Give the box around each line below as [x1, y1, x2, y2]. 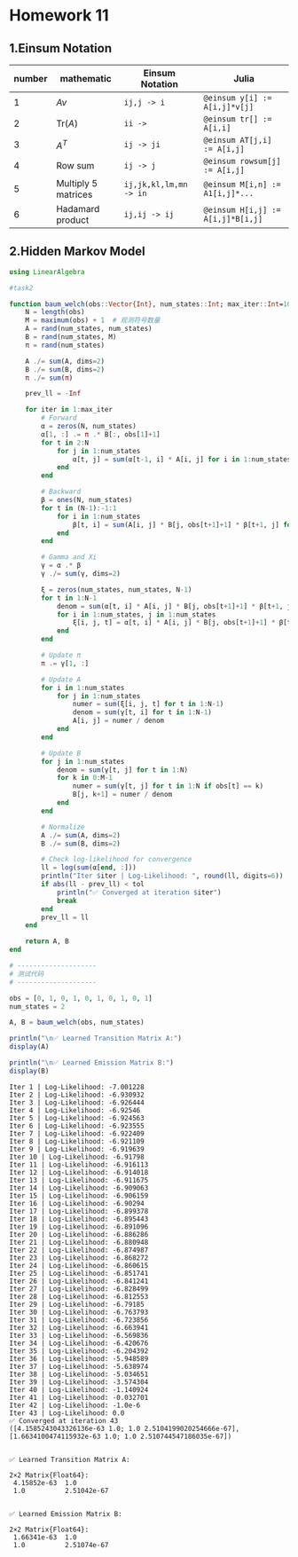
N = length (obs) [25, 308, 86, 317]
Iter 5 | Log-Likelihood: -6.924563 [9, 1113, 145, 1122]
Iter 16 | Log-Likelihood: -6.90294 [9, 1199, 145, 1207]
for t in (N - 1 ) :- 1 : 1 [41, 503, 117, 513]
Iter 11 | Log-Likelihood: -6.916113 [9, 1160, 149, 1169]
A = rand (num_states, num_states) [25, 325, 153, 334]
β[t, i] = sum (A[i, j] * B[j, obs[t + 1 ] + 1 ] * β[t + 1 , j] [72, 520, 279, 529]
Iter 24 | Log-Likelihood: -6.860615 [9, 1261, 149, 1270]
